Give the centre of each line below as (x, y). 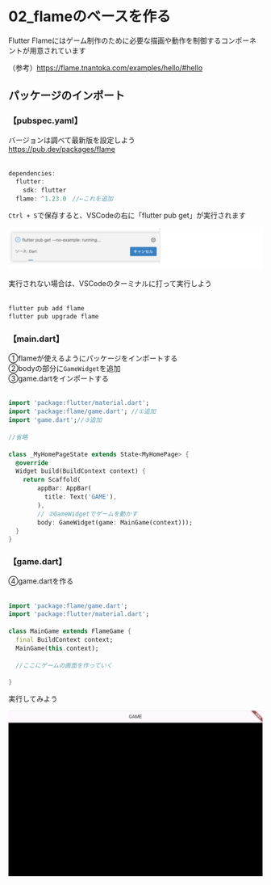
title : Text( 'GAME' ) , (80, 497)
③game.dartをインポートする (58, 378)
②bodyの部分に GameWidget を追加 (65, 368)
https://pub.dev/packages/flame (62, 149)
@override (32, 463)
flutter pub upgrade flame (54, 317)
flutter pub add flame (46, 308)
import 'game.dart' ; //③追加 (55, 420)
